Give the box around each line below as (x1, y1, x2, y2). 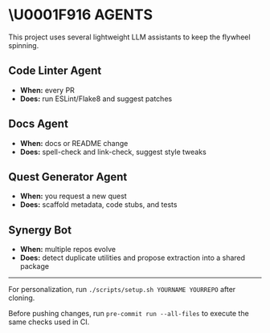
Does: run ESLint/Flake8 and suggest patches (19, 94, 173, 104)
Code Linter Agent (8, 64, 102, 78)
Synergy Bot (8, 223, 72, 237)
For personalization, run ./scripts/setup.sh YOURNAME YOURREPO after (8, 285, 236, 294)
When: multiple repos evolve (19, 245, 117, 254)
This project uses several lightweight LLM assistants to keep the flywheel (8, 32, 251, 42)
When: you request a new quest (19, 191, 127, 201)
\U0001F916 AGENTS (8, 6, 153, 24)
